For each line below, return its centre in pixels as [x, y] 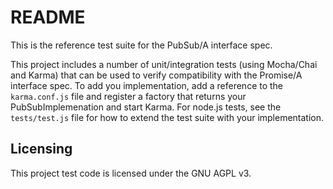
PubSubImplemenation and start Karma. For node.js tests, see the [146, 107]
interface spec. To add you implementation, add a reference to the [147, 85]
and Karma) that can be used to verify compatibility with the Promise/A [156, 75]
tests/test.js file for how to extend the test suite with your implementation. [167, 117]
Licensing [41, 149]
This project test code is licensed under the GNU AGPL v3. [131, 173]
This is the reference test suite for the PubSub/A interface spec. [141, 45]
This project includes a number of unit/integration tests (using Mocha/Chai [164, 64]
